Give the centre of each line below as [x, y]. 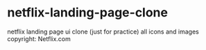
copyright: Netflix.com [39, 38]
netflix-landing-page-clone [88, 13]
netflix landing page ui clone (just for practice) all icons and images [103, 32]
